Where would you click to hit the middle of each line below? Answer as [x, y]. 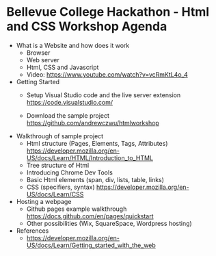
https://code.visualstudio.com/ [70, 102]
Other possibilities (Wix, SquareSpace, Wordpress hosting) [109, 223]
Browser [38, 53]
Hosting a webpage [44, 201]
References [32, 231]
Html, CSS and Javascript [63, 67]
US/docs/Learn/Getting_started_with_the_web [91, 245]
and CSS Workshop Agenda [87, 26]
